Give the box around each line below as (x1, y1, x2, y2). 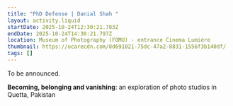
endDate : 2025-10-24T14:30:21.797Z (7, 30, 113, 37)
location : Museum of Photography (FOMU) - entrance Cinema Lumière (7, 37, 211, 44)
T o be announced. (7, 69, 61, 78)
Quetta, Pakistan (7, 90, 56, 99)
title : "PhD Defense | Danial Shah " (7, 10, 119, 18)
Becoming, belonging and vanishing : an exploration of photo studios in (7, 83, 217, 91)
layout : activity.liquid (7, 17, 81, 24)
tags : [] (7, 50, 33, 57)
